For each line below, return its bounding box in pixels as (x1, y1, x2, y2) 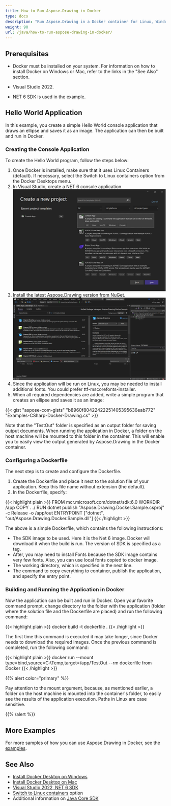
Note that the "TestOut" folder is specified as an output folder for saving (5, 422, 157, 428)
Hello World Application (5, 108, 82, 117)
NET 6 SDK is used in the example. (12, 94, 86, 100)
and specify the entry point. (12, 573, 71, 579)
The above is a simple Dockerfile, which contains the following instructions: (5, 525, 164, 531)
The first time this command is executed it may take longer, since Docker (5, 634, 158, 640)
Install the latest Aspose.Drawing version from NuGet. (12, 292, 126, 298)
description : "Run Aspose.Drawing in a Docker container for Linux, (5, 19, 154, 24)
